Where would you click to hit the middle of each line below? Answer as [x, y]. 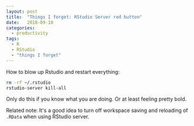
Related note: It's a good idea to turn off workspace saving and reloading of [97, 110]
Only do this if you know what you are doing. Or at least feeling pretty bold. [96, 99]
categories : [20, 28]
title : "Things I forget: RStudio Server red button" [74, 17]
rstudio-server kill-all [36, 88]
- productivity [30, 33]
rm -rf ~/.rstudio [28, 83]
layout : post [22, 11]
